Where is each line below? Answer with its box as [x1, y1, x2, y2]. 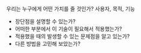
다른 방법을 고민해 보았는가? [14, 40, 81, 47]
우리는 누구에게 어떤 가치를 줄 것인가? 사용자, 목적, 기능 [6, 5, 135, 12]
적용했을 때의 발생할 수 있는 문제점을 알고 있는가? [14, 33, 130, 40]
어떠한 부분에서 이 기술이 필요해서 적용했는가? [14, 26, 122, 32]
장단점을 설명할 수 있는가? [14, 18, 76, 25]
